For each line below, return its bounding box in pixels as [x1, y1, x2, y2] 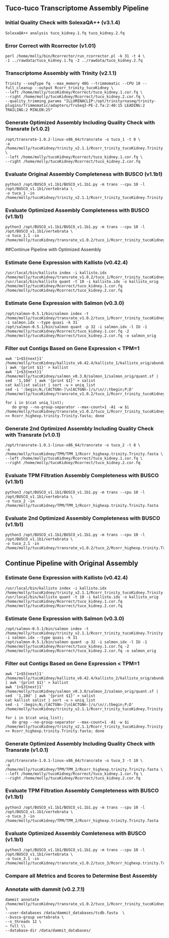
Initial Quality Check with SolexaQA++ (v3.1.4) [5, 19, 121, 26]
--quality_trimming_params [5, 99, 62, 104]
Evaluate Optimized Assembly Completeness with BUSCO [5, 206, 149, 213]
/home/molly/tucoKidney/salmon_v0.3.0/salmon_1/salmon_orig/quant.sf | [5, 374, 158, 379]
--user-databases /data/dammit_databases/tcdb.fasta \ [5, 910, 125, 915]
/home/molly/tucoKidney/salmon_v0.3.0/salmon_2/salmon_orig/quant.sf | [5, 689, 158, 694]
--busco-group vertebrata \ [5, 915, 64, 920]
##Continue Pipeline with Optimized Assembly [5, 247, 102, 253]
